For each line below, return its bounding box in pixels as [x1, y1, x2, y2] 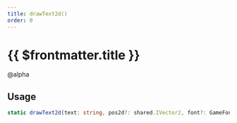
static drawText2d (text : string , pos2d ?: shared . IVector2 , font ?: [7, 110, 207, 117]
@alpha [7, 70, 30, 79]
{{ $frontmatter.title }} [7, 47, 140, 63]
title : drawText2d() [7, 10, 68, 18]
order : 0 [7, 17, 33, 24]
